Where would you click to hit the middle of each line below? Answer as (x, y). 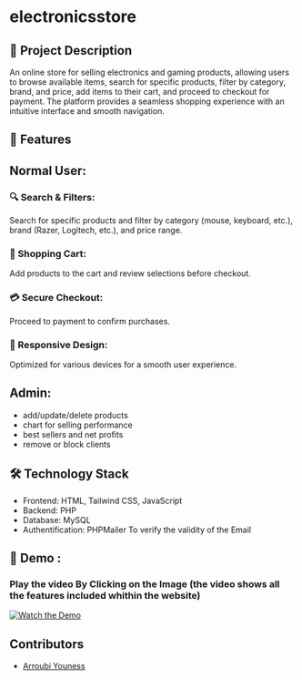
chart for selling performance (78, 425)
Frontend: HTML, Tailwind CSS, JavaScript (102, 500)
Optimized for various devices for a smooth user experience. (123, 364)
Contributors (47, 644)
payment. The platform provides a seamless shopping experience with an (147, 101)
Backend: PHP (50, 510)
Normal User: (48, 170)
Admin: (30, 393)
